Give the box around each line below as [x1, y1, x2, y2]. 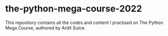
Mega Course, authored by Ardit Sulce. [5, 24, 86, 30]
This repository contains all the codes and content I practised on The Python [5, 19, 163, 25]
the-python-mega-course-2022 [5, 3, 142, 14]
